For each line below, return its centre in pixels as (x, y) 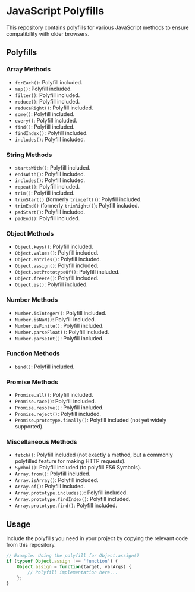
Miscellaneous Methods (42, 442)
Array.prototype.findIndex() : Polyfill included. (73, 499)
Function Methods (33, 353)
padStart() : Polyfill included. (50, 212)
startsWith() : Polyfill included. (53, 167)
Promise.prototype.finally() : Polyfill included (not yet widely (91, 420)
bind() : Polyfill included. (45, 367)
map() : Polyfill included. (43, 89)
